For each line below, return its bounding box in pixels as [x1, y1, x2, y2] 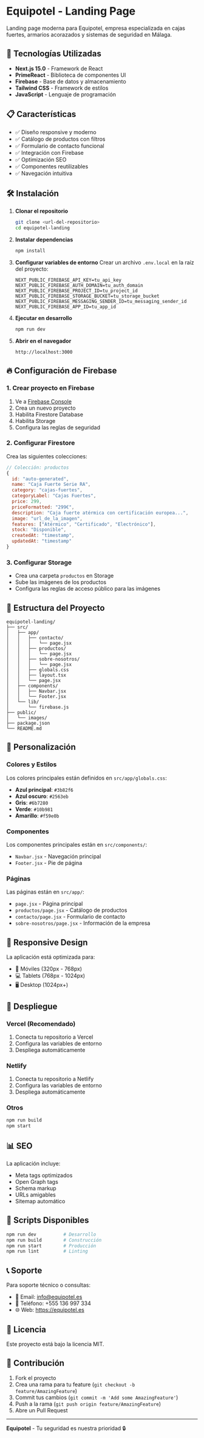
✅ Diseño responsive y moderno [15, 128, 97, 135]
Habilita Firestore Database [15, 410, 84, 418]
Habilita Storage [15, 417, 56, 424]
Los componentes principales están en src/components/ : [6, 841, 148, 849]
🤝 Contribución [6, 1358, 65, 1369]
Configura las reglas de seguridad [15, 424, 101, 431]
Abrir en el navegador [15, 337, 72, 344]
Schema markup [15, 1184, 56, 1192]
